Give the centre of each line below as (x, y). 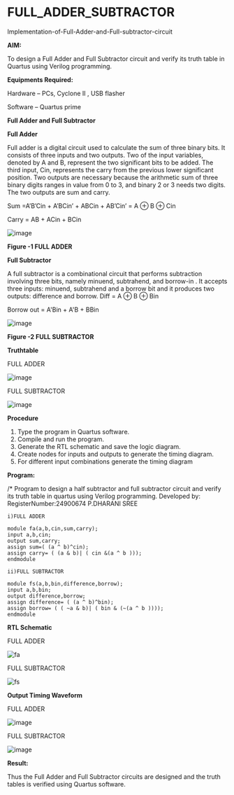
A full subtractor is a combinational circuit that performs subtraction (105, 273)
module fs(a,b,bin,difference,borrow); (65, 583)
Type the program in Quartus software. (73, 431)
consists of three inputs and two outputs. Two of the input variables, (105, 155)
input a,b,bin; (29, 590)
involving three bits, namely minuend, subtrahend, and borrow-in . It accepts (117, 281)
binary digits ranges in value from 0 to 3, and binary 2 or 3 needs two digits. (116, 185)
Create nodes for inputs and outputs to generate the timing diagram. (116, 454)
